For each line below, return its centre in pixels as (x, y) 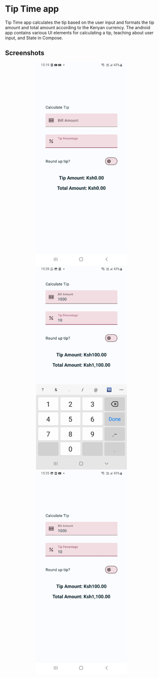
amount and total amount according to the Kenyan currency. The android (78, 27)
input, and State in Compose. (34, 38)
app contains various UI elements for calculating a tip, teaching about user (79, 32)
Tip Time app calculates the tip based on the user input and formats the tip (79, 22)
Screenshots (25, 53)
